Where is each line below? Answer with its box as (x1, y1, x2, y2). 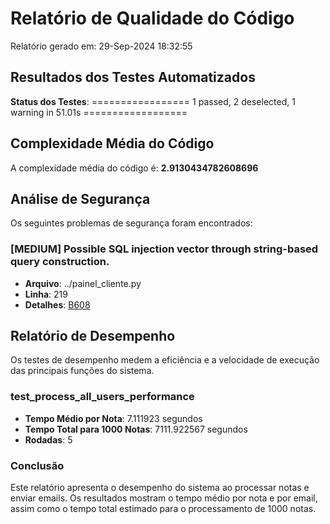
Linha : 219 (24, 288, 68, 300)
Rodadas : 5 (24, 433, 73, 446)
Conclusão (10, 458, 65, 472)
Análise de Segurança (10, 190, 151, 207)
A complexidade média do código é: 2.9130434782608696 (10, 162, 259, 174)
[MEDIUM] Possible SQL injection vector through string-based (10, 242, 319, 256)
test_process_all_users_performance (10, 390, 195, 404)
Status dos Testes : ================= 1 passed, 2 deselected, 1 (10, 95, 296, 107)
